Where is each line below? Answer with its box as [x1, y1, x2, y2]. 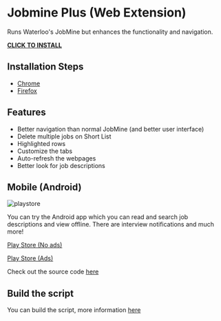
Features [7, 107, 46, 118]
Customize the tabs [17, 147, 73, 155]
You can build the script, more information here [7, 306, 141, 314]
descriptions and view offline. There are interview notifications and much [7, 220, 215, 229]
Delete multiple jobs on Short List [17, 132, 112, 141]
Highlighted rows [17, 139, 66, 147]
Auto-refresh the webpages [17, 154, 96, 163]
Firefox [17, 86, 38, 94]
